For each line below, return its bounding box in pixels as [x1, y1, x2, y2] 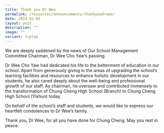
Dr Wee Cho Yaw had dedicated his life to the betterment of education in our [5, 62, 160, 68]
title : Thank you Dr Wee [5, 7, 56, 12]
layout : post [5, 20, 32, 26]
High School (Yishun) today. [5, 93, 62, 99]
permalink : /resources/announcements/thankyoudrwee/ [5, 12, 115, 17]
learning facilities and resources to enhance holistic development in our [5, 73, 149, 78]
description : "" [5, 25, 38, 30]
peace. [5, 122, 19, 128]
